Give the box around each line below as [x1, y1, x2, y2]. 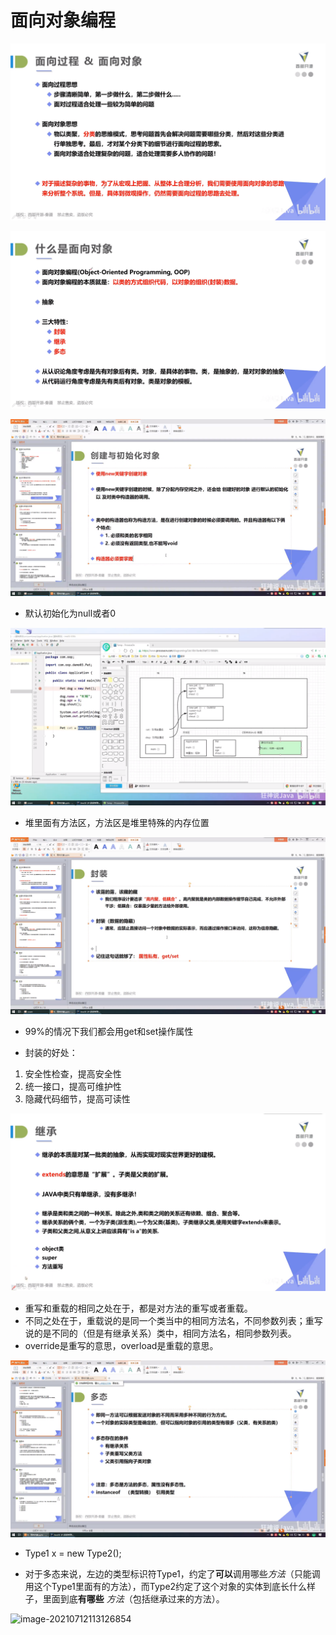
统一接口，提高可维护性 [24, 1081, 122, 1093]
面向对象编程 [10, 9, 117, 32]
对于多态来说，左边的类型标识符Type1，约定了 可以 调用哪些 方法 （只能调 [24, 1568, 321, 1580]
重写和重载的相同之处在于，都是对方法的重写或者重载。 [24, 1302, 253, 1314]
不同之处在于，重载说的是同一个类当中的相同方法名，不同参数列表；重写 [24, 1314, 323, 1326]
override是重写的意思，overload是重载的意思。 [24, 1339, 219, 1351]
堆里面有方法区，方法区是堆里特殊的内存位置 [24, 816, 210, 828]
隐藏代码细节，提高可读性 [24, 1093, 131, 1105]
